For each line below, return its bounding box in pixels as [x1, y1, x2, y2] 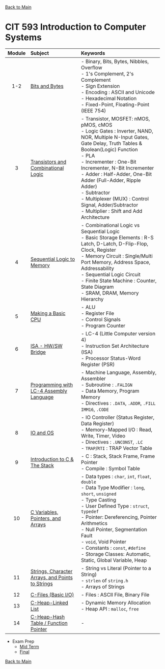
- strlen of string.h [81, 577, 129, 584]
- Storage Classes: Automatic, [81, 550, 151, 557]
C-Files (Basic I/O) [30, 591, 74, 598]
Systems [5, 32, 42, 43]
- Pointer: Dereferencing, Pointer [81, 513, 157, 520]
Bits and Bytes [30, 82, 64, 89]
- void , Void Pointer [81, 538, 127, 545]
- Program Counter [81, 322, 126, 329]
